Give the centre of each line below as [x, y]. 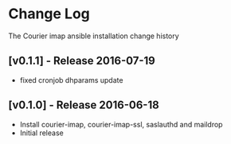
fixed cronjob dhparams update [71, 80]
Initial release [41, 133]
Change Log [49, 14]
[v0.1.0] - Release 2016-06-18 [84, 105]
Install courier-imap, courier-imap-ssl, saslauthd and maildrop [121, 124]
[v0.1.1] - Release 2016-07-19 [82, 61]
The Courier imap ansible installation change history [94, 36]
